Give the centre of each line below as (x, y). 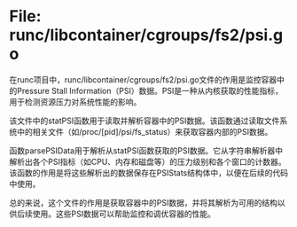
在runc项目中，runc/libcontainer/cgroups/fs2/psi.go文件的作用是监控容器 (143, 79)
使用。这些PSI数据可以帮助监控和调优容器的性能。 (124, 214)
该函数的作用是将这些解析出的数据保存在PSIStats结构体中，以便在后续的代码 (149, 172)
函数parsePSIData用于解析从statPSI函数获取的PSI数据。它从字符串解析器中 (146, 150)
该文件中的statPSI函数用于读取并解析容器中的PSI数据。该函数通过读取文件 (145, 121)
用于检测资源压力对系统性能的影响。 (75, 102)
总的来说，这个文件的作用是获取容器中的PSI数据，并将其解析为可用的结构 (143, 202)
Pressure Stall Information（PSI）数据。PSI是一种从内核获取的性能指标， (150, 90)
